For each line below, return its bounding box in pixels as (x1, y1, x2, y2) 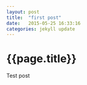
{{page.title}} (6, 52, 77, 66)
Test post (6, 72, 30, 80)
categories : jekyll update (6, 25, 75, 32)
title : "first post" (6, 15, 62, 21)
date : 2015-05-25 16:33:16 (6, 20, 81, 26)
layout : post (6, 8, 40, 15)
